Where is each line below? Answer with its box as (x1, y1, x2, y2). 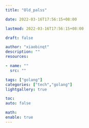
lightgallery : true (5, 87, 47, 92)
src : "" (10, 68, 27, 73)
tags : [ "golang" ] (5, 77, 43, 82)
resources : (5, 54, 29, 59)
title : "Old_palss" (5, 7, 47, 13)
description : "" (5, 49, 40, 54)
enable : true (5, 115, 33, 120)
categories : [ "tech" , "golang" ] (5, 82, 73, 87)
